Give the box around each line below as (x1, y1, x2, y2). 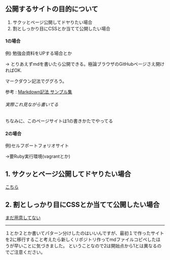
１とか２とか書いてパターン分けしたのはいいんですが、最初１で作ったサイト (5, 230, 164, 236)
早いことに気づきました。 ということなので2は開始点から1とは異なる (14, 243, 157, 249)
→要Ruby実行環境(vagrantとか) (5, 153, 71, 159)
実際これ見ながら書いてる (5, 101, 59, 107)
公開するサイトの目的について (5, 5, 99, 14)
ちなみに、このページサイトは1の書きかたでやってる (5, 118, 113, 124)
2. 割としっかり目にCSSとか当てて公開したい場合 (5, 200, 160, 209)
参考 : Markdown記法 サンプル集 (5, 89, 72, 95)
